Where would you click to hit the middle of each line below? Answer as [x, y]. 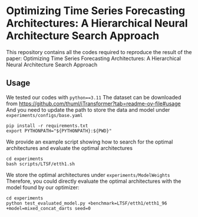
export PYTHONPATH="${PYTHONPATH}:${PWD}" [59, 131]
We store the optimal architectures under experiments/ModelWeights [88, 175]
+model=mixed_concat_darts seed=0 [49, 208]
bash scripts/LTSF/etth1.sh [41, 164]
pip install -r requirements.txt [47, 126]
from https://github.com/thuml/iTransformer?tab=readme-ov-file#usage [93, 104]
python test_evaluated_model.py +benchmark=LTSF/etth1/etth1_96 [87, 203]
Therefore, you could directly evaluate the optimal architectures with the [94, 181]
